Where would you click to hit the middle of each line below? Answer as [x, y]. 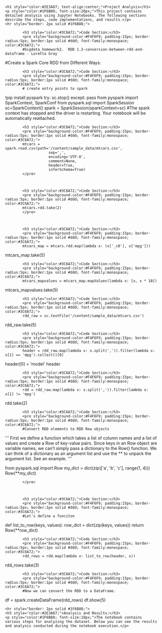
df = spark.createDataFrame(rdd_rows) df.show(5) [55, 600]
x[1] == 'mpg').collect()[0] [34, 355]
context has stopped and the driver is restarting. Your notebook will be [75, 113]
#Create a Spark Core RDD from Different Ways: [53, 63]
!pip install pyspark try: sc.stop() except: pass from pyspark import [72, 98]
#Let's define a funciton [49, 516]
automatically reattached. [31, 118]
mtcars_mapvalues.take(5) [32, 290]
